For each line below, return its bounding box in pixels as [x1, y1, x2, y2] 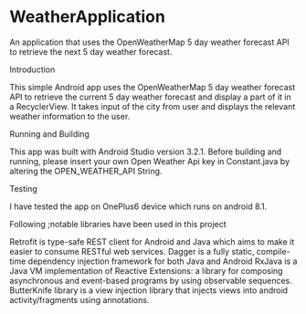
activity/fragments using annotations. [9, 294, 150, 305]
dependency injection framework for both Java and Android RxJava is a [27, 256, 298, 267]
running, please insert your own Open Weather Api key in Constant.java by [9, 155, 290, 166]
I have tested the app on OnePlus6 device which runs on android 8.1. [9, 201, 268, 212]
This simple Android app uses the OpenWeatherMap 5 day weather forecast [9, 81, 296, 92]
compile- [256, 246, 290, 256]
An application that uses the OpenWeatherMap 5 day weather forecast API [9, 37, 290, 47]
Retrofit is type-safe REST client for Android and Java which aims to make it [9, 235, 295, 247]
